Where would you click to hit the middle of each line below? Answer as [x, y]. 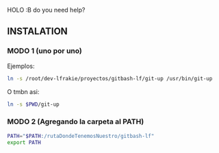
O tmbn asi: [23, 91]
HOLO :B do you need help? [46, 10]
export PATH [24, 142]
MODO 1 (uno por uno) [44, 51]
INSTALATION [38, 31]
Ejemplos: [21, 66]
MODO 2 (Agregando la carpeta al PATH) [76, 121]
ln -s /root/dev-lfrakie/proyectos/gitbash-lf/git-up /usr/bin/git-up [110, 78]
